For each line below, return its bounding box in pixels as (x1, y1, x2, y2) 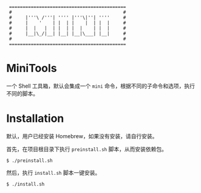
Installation (6, 111, 64, 125)
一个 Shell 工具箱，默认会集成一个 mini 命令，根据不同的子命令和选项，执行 (6, 82, 196, 89)
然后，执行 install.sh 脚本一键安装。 (6, 169, 101, 176)
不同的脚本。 (6, 89, 38, 97)
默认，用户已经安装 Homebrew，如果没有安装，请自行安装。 (6, 132, 158, 139)
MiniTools (6, 61, 57, 75)
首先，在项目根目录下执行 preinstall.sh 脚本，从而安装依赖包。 (6, 145, 167, 153)
